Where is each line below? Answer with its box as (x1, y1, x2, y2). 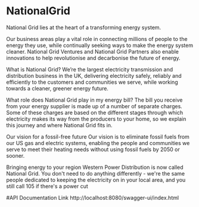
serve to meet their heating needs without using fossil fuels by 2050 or (6, 146, 180, 153)
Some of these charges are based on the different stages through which (6, 109, 184, 116)
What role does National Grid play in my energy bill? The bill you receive (6, 96, 183, 103)
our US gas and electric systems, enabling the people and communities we (6, 139, 190, 146)
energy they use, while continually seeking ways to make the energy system (6, 42, 194, 49)
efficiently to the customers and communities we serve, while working (6, 79, 178, 86)
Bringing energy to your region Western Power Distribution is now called (6, 164, 184, 171)
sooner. (6, 152, 25, 159)
